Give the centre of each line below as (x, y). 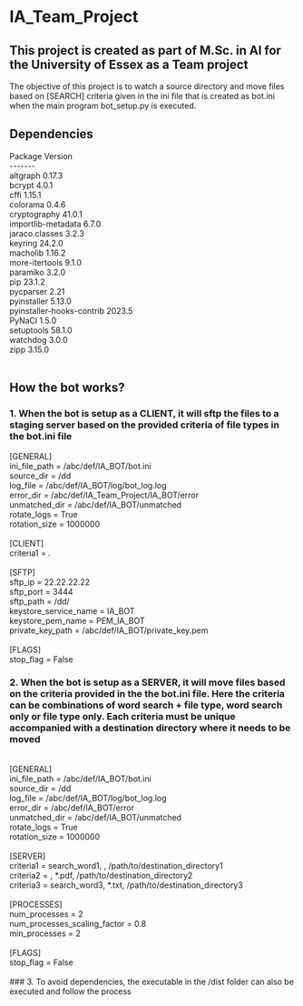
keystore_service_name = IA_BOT (72, 610)
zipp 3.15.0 (29, 349)
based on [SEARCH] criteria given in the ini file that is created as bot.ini (142, 96)
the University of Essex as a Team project (129, 64)
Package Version (41, 156)
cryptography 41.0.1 (46, 214)
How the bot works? (67, 388)
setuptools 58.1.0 (41, 330)
